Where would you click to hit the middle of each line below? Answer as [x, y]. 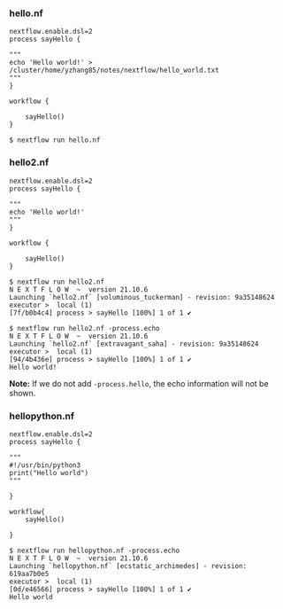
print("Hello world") [49, 472]
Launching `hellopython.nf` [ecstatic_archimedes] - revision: [128, 566]
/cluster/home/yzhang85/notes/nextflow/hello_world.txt [114, 70]
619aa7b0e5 [29, 574]
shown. [23, 393]
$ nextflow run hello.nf [55, 140]
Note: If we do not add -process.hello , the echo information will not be [139, 383]
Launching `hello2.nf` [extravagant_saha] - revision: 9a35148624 [134, 344]
